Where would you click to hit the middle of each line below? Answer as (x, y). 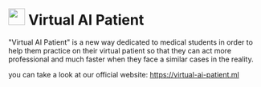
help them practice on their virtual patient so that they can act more (120, 50)
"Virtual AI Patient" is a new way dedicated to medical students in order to (130, 42)
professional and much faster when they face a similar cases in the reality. (131, 59)
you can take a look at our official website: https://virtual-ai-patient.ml (124, 74)
